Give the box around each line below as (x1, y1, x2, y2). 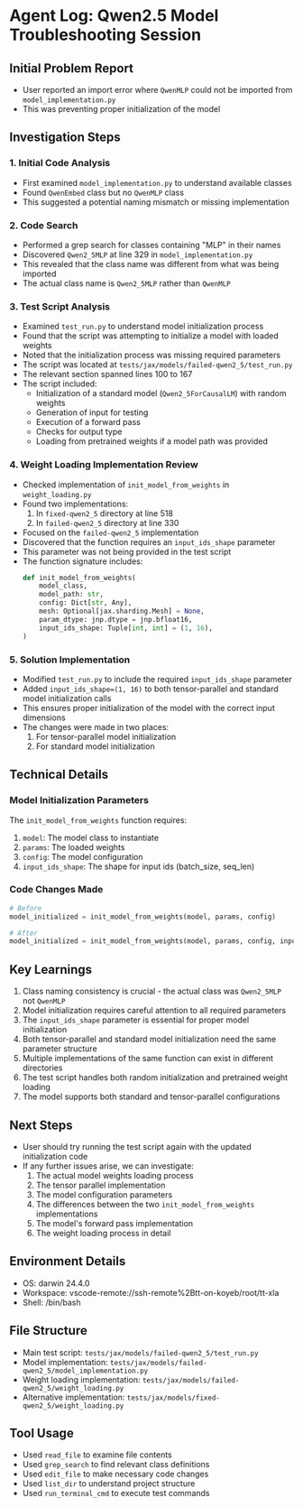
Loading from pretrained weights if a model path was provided (35, 436, 269, 447)
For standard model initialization (35, 741, 155, 752)
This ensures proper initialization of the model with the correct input (22, 702, 275, 713)
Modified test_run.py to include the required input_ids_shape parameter (22, 673, 292, 684)
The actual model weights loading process (35, 1170, 194, 1180)
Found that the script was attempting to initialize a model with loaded (22, 330, 280, 341)
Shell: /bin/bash (22, 1297, 81, 1308)
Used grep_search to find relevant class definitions (22, 1459, 210, 1470)
